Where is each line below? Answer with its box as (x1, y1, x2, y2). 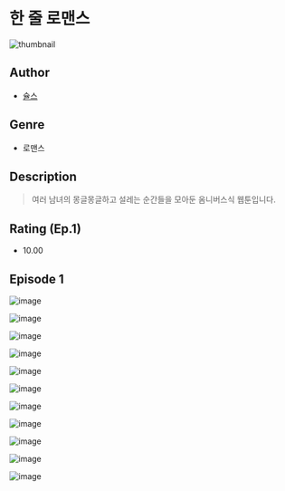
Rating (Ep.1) (9, 221, 81, 236)
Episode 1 (9, 271, 65, 286)
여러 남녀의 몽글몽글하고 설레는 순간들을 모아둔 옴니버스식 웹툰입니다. (31, 194, 276, 205)
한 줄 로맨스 (9, 8, 90, 29)
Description (9, 168, 77, 184)
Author (9, 65, 50, 81)
